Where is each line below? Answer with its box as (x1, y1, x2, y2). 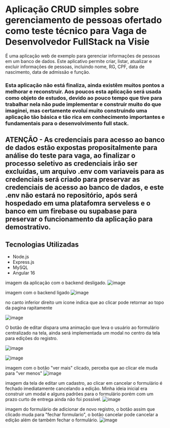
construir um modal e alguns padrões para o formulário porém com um (5, 391, 154, 397)
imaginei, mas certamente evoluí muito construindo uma (5, 107, 148, 114)
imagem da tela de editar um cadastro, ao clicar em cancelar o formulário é (5, 380, 162, 386)
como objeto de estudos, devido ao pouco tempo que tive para (5, 94, 162, 101)
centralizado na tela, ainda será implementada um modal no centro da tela (5, 330, 160, 336)
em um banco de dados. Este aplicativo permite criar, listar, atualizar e (5, 58, 152, 64)
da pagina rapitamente (5, 305, 52, 311)
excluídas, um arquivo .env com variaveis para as (5, 167, 164, 176)
